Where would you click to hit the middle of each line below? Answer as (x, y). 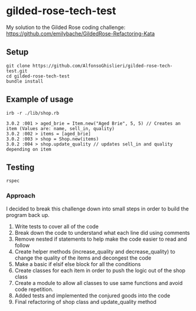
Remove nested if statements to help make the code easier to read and (101, 239)
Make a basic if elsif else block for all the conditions (78, 264)
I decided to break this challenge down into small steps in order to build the (97, 209)
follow (22, 245)
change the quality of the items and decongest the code (83, 258)
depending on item (29, 149)
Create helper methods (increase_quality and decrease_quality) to (95, 251)
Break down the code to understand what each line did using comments (102, 232)
